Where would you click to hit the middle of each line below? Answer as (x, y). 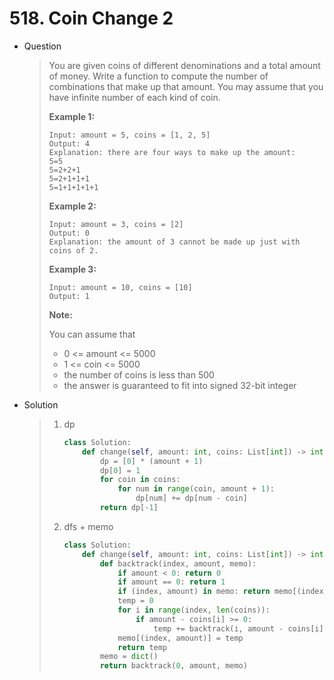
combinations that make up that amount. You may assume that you (186, 86)
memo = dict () (129, 657)
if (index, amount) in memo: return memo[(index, (223, 592)
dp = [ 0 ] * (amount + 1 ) (151, 461)
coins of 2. (73, 250)
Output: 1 (69, 296)
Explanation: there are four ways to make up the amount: (172, 152)
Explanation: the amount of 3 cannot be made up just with (174, 242)
